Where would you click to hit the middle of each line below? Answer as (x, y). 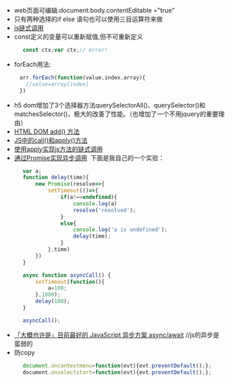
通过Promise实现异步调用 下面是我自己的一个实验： (89, 157)
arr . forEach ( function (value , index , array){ (83, 77)
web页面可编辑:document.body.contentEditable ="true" (94, 10)
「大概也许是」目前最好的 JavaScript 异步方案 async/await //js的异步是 (117, 335)
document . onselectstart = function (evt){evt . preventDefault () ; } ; (117, 372)
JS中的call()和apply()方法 (51, 140)
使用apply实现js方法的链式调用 (58, 149)
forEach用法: (32, 64)
